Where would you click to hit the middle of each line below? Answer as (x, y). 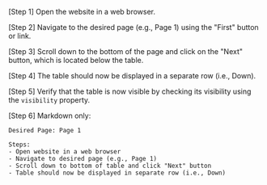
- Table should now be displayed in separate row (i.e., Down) (117, 173)
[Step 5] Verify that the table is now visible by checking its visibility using (130, 91)
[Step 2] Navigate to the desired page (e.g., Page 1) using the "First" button (133, 27)
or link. (20, 36)
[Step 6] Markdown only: (50, 116)
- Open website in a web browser (65, 152)
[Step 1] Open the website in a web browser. (82, 12)
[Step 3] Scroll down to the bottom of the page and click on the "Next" (125, 51)
